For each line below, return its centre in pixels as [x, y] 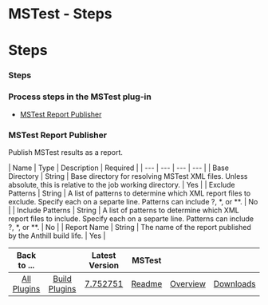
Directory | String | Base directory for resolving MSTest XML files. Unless [128, 176]
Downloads [235, 283]
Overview [188, 283]
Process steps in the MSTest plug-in [80, 97]
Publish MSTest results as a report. [66, 152]
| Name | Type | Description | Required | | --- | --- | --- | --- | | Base [119, 168]
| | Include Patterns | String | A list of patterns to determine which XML [124, 210]
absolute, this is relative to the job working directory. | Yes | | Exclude [122, 184]
